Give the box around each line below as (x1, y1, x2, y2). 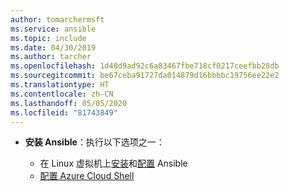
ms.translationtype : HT (10, 80, 110, 90)
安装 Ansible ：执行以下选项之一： (24, 136, 165, 148)
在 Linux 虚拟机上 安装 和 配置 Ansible (39, 157, 188, 170)
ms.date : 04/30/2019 (10, 42, 97, 53)
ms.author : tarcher (10, 52, 92, 62)
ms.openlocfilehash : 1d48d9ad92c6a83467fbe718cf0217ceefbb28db (10, 61, 280, 71)
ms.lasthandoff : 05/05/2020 (10, 98, 128, 108)
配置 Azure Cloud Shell (39, 170, 135, 182)
